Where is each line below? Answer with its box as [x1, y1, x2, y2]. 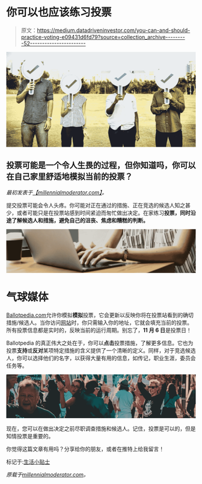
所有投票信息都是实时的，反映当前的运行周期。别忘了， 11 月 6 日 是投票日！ [6, 326, 192, 334]
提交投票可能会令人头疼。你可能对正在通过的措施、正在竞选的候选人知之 [6, 202, 185, 209]
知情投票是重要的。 [6, 433, 54, 439]
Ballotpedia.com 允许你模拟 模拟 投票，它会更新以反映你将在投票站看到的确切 [6, 311, 194, 319]
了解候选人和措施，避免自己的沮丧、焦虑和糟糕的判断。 [11, 217, 148, 224]
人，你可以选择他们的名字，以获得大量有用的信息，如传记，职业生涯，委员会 [6, 354, 196, 361]
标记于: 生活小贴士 [6, 458, 50, 465]
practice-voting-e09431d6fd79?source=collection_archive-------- [20, 33, 185, 40]
